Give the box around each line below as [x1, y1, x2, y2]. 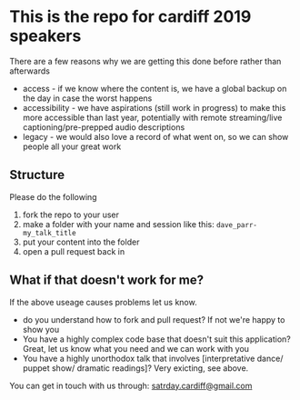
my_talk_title [22, 228, 76, 237]
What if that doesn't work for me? [9, 273, 205, 288]
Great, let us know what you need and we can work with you [22, 343, 250, 354]
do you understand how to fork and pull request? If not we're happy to [22, 314, 285, 325]
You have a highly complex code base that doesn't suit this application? [22, 334, 291, 345]
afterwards [9, 65, 50, 76]
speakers [9, 25, 82, 46]
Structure [9, 167, 65, 183]
